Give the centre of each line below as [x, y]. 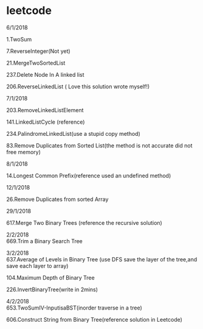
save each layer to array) [37, 266]
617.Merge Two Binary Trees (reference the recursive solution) [84, 222]
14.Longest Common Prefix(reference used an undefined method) [89, 175]
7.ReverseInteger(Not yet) [39, 51]
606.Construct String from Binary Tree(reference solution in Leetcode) [94, 319]
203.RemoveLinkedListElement [45, 110]
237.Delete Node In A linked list [45, 74]
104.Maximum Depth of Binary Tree [51, 277]
